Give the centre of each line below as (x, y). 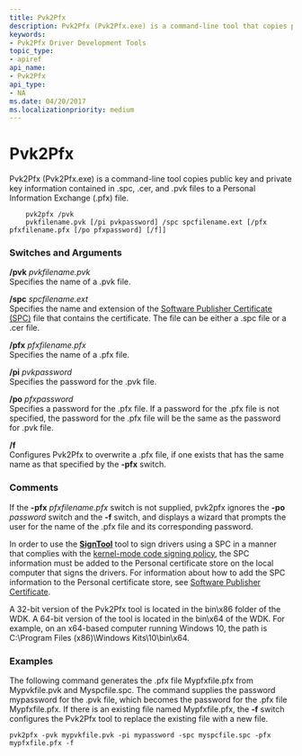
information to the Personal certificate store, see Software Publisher (135, 582)
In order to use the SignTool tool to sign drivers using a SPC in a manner (143, 544)
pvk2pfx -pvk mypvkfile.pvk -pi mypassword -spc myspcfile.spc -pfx (140, 735)
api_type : (28, 84)
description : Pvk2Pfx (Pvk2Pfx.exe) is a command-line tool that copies (148, 26)
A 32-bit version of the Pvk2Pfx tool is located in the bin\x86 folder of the (145, 609)
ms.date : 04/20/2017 (48, 101)
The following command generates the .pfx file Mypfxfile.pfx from (131, 680)
